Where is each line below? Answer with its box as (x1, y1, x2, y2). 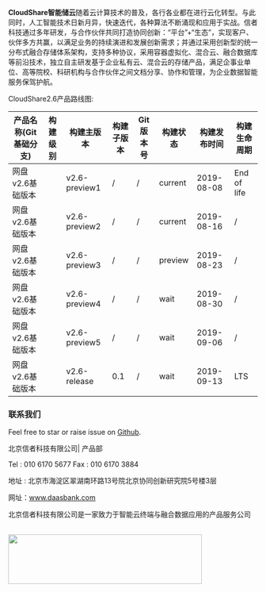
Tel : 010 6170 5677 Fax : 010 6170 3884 (8, 459, 139, 469)
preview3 (66, 259, 101, 271)
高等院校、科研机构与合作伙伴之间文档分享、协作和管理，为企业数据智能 (21, 67, 258, 76)
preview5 (66, 337, 101, 348)
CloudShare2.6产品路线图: (8, 94, 94, 103)
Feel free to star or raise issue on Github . (8, 428, 142, 437)
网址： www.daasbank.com (8, 493, 97, 502)
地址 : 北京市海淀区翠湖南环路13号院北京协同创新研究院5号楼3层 (8, 476, 218, 486)
